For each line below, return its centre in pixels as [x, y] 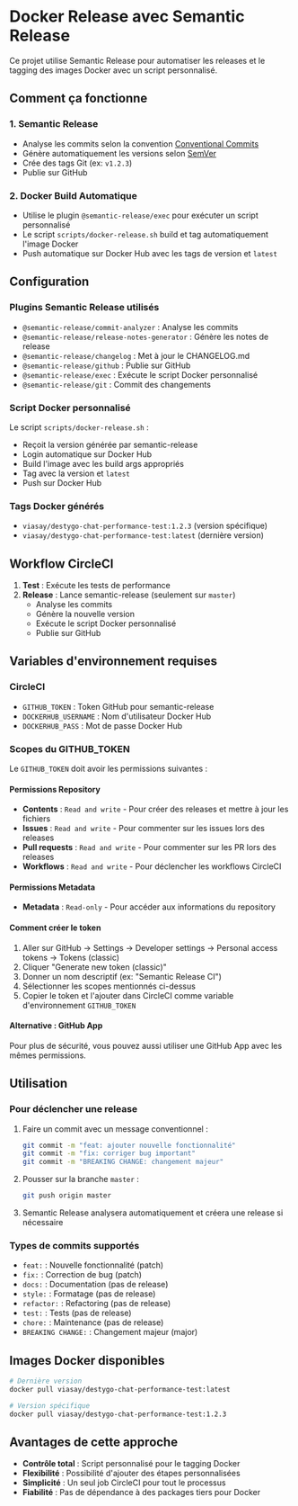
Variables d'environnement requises [114, 662]
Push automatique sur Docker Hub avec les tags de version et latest [150, 253]
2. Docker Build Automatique [73, 195]
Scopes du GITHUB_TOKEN [70, 749]
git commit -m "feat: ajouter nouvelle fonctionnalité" [129, 1145]
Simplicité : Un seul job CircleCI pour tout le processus [124, 1483]
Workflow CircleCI [61, 564]
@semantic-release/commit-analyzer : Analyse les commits [130, 327]
